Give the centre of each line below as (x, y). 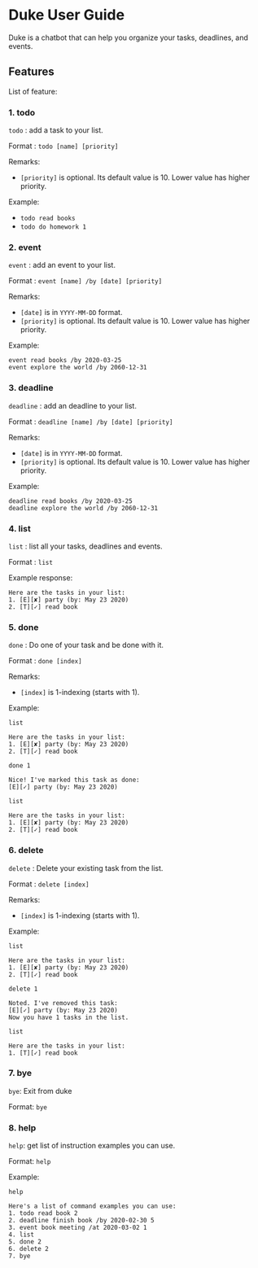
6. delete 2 (28, 1249)
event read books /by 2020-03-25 (65, 361)
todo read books (48, 219)
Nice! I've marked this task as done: (74, 780)
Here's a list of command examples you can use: (92, 1206)
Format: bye (28, 1106)
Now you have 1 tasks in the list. (69, 1017)
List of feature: (33, 91)
